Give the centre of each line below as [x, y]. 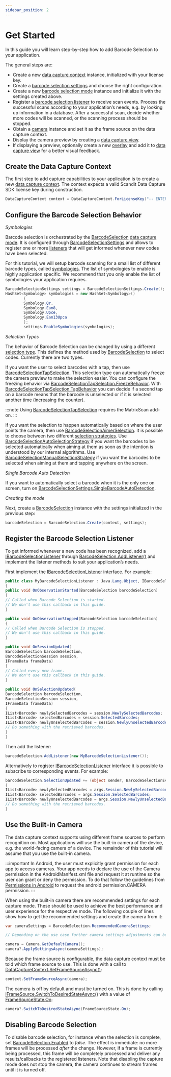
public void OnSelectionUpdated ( [41, 690]
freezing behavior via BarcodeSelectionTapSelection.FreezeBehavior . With [83, 383]
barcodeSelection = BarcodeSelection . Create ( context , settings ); [76, 523]
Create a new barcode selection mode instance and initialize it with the [87, 91]
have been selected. [27, 254]
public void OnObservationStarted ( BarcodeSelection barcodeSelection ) [82, 591]
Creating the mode [25, 498]
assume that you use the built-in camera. [48, 853]
